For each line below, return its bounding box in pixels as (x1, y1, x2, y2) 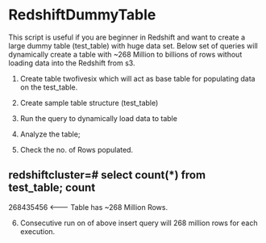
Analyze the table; (19, 129, 81, 139)
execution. (19, 226, 56, 236)
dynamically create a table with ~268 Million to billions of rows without (8, 49, 243, 59)
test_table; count (8, 181, 96, 195)
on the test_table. (19, 82, 78, 92)
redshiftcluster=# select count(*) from (8, 168, 206, 182)
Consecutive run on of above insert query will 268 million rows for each (19, 218, 258, 228)
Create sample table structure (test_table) (19, 98, 159, 107)
